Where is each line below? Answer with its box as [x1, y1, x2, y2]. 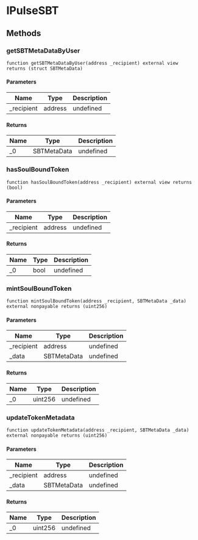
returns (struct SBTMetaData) [6, 65, 83, 71]
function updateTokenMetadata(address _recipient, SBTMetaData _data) [6, 427, 189, 433]
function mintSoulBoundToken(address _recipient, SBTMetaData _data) [6, 298, 187, 304]
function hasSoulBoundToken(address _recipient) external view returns [6, 179, 192, 185]
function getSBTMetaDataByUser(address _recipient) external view [6, 60, 179, 66]
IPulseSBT [6, 4, 59, 18]
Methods [6, 28, 41, 38]
